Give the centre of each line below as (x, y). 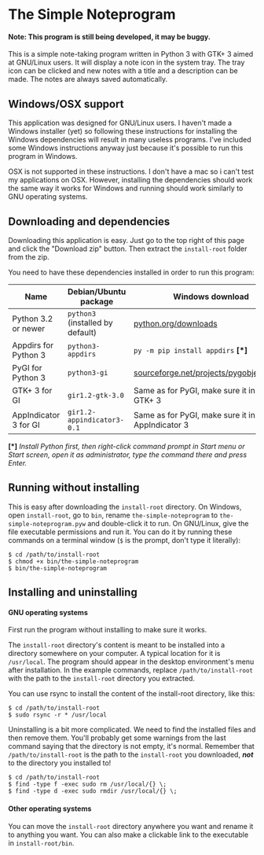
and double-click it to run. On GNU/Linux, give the (168, 523)
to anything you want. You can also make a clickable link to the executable (128, 835)
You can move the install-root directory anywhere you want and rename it (131, 826)
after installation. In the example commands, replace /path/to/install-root (131, 670)
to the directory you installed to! (60, 763)
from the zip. (29, 257)
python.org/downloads (175, 324)
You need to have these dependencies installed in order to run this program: (131, 272)
